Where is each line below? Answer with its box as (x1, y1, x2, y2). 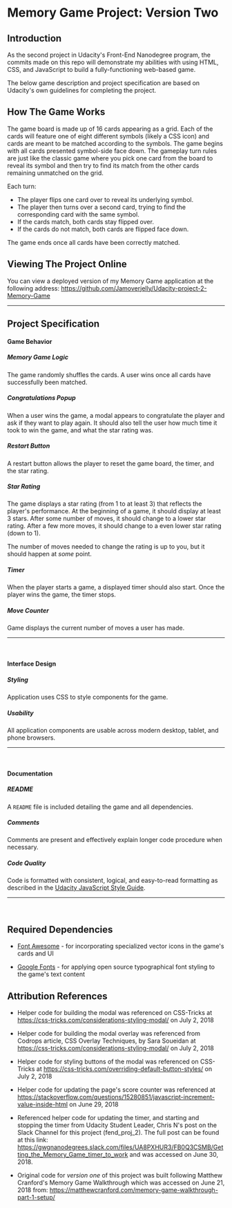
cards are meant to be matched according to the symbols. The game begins (7, 139, 223, 147)
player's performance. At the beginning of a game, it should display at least (7, 507, 221, 515)
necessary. (7, 843, 39, 852)
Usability (7, 708, 35, 717)
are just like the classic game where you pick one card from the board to (7, 154, 213, 162)
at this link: (17, 1136, 48, 1144)
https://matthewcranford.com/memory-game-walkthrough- (49, 1186, 219, 1194)
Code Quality (7, 859, 46, 868)
